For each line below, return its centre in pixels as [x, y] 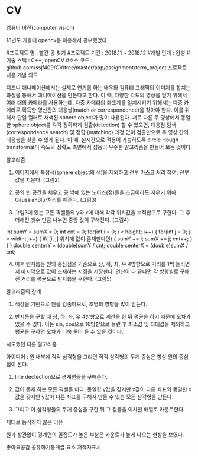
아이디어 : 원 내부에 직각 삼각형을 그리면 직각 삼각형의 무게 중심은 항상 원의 [92, 356]
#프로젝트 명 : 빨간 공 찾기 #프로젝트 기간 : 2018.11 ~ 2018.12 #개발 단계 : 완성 [96, 53]
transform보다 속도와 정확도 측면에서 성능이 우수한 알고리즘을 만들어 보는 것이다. [99, 147]
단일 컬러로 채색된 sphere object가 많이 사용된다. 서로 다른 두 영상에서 [98, 117]
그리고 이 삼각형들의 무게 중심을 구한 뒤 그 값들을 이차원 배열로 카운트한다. [100, 409]
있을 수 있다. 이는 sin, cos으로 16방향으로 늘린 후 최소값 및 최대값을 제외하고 [102, 324]
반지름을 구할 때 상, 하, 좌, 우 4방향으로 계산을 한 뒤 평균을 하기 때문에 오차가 [103, 316]
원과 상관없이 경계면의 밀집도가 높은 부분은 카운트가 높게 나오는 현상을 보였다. [95, 435]
